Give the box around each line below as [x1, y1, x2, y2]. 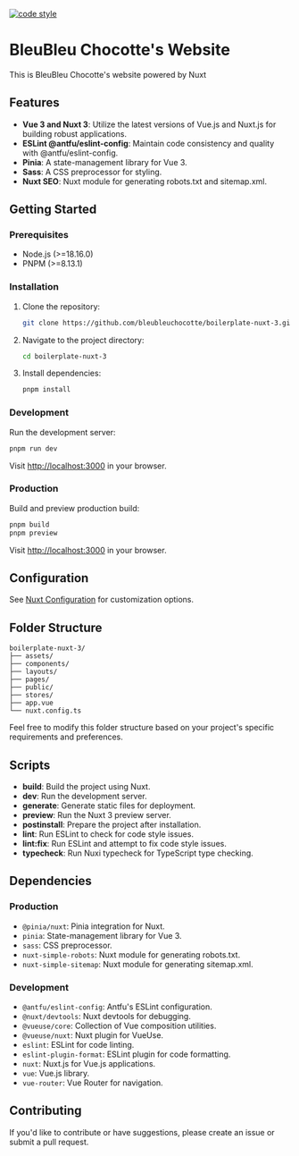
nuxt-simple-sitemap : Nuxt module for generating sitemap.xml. [21, 958, 253, 969]
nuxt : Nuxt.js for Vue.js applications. [21, 1059, 156, 1068]
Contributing [9, 1103, 82, 1118]
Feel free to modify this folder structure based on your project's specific [9, 722, 275, 733]
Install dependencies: [21, 367, 102, 379]
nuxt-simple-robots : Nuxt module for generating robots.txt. [21, 949, 241, 960]
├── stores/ [9, 691, 54, 700]
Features [9, 95, 60, 111]
